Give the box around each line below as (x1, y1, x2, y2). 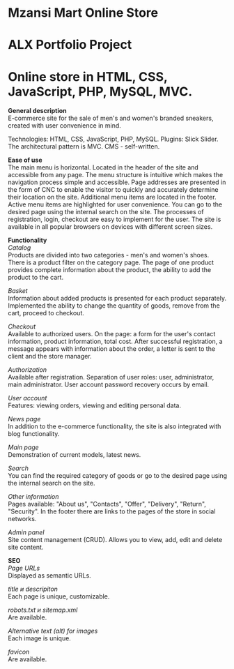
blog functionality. (8, 430, 60, 438)
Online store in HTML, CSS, (8, 68, 168, 84)
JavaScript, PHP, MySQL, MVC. (8, 84, 193, 99)
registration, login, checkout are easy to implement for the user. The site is (8, 215, 221, 224)
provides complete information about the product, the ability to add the (8, 266, 212, 274)
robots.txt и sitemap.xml (8, 606, 78, 615)
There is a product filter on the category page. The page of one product (8, 258, 214, 266)
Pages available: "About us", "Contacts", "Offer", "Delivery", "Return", (8, 500, 206, 509)
